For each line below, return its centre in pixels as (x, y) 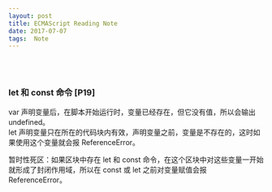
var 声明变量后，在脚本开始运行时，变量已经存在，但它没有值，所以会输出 (132, 112)
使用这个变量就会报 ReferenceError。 (78, 142)
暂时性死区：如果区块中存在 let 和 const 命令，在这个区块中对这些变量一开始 (136, 160)
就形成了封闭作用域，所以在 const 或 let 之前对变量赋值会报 (108, 169)
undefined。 (29, 122)
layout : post (30, 16)
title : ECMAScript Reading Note (63, 23)
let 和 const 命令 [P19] (52, 92)
